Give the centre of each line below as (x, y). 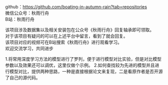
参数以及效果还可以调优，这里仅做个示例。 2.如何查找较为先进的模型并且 (80, 65)
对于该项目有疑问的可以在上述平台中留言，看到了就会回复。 (66, 36)
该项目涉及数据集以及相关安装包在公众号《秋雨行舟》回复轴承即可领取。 (79, 30)
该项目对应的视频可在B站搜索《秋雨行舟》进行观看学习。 (64, 42)
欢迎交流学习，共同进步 (29, 48)
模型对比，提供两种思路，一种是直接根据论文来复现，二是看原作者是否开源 (86, 71)
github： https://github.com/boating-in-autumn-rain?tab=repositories (76, 7)
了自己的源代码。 (23, 78)
